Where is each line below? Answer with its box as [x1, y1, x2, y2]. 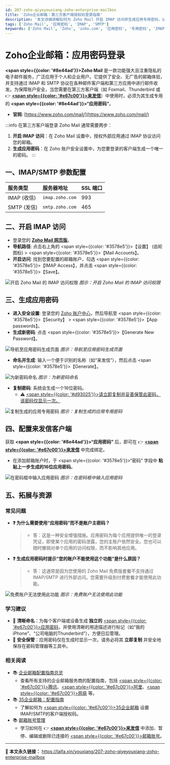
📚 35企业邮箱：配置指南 [12, 696, 64, 702]
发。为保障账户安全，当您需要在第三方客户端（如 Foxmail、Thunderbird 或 [5, 87, 160, 93]
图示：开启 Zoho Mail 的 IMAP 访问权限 [79, 279, 161, 285]
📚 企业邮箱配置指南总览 [12, 669, 63, 675]
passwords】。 [12, 323, 42, 329]
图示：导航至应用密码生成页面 [60, 346, 122, 352]
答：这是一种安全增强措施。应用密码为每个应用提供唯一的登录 [32, 532, 162, 538]
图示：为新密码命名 [37, 374, 78, 380]
